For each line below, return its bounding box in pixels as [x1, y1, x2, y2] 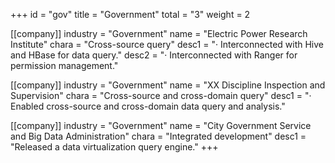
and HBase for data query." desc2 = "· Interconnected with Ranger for [10, 49, 298, 61]
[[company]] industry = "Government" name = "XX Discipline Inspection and [10, 79, 326, 91]
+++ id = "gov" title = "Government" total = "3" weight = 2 [10, 9, 251, 20]
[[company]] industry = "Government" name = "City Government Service [10, 120, 312, 131]
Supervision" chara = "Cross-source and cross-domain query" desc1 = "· [10, 90, 312, 101]
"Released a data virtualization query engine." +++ [10, 141, 219, 153]
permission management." [10, 60, 119, 71]
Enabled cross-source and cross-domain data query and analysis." [10, 100, 286, 112]
